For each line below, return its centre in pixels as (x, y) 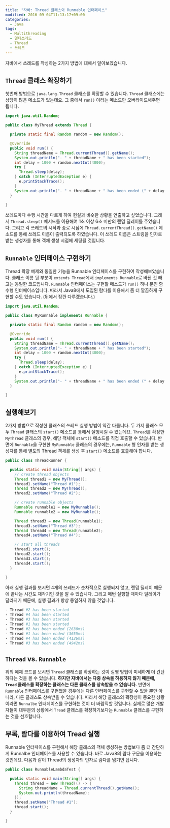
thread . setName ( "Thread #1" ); (46, 802)
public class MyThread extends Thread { (49, 125)
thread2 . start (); (33, 554)
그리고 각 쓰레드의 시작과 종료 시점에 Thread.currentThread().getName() (85, 228)
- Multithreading (28, 34)
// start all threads (37, 545)
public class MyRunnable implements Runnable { (57, 316)
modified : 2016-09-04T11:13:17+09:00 (45, 15)
